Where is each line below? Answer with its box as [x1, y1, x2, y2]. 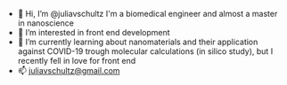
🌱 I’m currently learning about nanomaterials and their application [17, 36, 258, 47]
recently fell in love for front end [17, 56, 136, 66]
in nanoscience [17, 18, 74, 28]
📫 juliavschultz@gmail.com [17, 66, 120, 75]
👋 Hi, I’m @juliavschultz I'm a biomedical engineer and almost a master [17, 9, 278, 19]
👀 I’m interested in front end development [17, 27, 171, 37]
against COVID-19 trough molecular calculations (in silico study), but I [17, 46, 274, 57]
